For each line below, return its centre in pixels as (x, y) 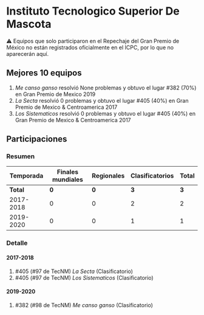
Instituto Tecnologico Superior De (93, 11)
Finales (68, 172)
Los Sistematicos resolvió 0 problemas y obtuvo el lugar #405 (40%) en (105, 113)
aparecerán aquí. (28, 54)
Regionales (108, 176)
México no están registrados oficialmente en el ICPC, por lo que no (90, 47)
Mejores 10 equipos (44, 73)
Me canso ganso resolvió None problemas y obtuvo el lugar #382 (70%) (106, 88)
